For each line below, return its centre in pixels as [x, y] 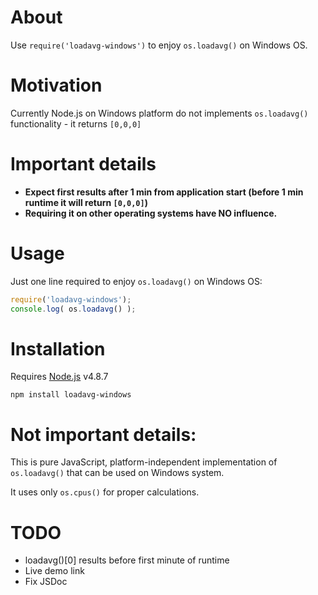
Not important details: [103, 434]
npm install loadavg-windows [71, 395]
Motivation [56, 85]
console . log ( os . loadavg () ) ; [73, 309]
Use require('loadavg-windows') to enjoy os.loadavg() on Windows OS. [159, 45]
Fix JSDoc [46, 582]
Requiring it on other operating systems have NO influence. [151, 213]
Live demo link [54, 571]
